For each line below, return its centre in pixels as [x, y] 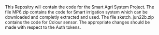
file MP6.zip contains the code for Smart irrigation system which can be [76, 12]
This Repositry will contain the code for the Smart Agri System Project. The [80, 7]
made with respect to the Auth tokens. [43, 27]
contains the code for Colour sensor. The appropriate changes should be [78, 22]
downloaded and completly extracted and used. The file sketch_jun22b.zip [79, 17]
